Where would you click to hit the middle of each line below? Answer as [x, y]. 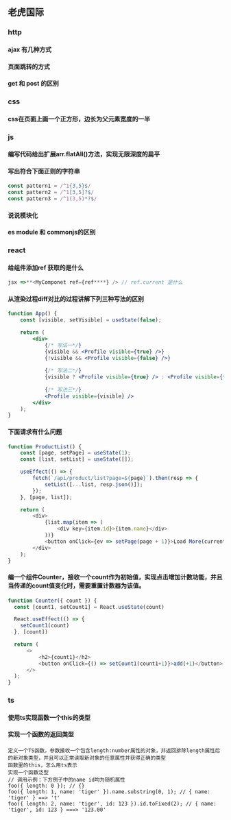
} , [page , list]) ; [46, 497]
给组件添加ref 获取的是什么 [46, 267]
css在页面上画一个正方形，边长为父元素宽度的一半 [79, 119]
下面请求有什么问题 [35, 431]
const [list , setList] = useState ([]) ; [77, 459]
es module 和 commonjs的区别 [52, 232]
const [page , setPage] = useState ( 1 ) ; [75, 453]
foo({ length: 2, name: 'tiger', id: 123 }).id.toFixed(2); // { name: [112, 804]
